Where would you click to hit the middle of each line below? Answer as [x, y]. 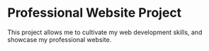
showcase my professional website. [60, 39]
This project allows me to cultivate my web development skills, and [105, 32]
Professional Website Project [95, 13]
